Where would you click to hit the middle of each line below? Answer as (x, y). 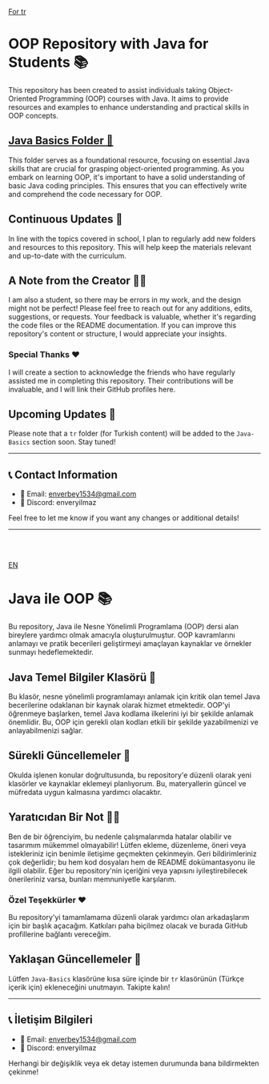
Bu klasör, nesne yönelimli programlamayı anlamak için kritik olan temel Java (134, 697)
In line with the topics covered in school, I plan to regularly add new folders (132, 239)
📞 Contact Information (63, 474)
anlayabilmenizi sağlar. (46, 731)
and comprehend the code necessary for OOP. (85, 194)
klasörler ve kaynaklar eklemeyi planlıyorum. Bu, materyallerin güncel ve (127, 783)
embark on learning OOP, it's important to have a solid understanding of (127, 177)
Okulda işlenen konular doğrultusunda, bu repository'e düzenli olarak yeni (130, 775)
